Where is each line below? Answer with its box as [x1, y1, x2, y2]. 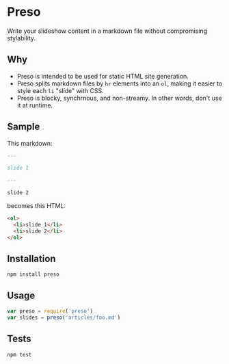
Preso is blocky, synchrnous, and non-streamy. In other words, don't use [16, 94, 222, 102]
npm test [7, 351, 32, 358]
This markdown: [7, 139, 53, 147]
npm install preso [7, 271, 59, 278]
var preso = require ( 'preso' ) [7, 308, 94, 315]
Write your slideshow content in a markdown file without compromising [7, 27, 207, 35]
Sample [7, 121, 40, 133]
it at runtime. [16, 101, 53, 109]
